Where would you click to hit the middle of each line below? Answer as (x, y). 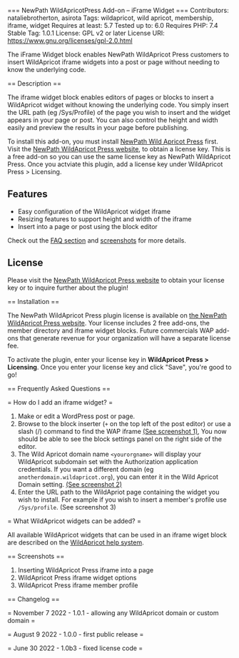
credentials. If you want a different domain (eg (86, 469)
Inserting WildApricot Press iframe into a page (86, 570)
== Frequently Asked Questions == (59, 388)
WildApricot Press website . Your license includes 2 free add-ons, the (109, 323)
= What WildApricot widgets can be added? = (74, 521)
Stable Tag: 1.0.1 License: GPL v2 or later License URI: (86, 33)
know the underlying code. (47, 70)
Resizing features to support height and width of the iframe (105, 219)
